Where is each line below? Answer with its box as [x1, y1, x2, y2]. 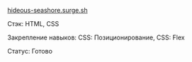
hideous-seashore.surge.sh [7, 6, 88, 14]
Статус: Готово [7, 47, 53, 55]
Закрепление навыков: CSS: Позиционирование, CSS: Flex [7, 33, 186, 42]
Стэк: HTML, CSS [7, 20, 60, 27]
